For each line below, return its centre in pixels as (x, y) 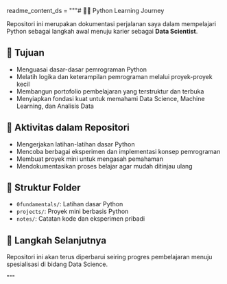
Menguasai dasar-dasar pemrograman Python (81, 69)
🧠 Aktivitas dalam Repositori (68, 128)
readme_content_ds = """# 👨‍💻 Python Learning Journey (85, 11)
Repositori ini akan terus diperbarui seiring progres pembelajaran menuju (109, 257)
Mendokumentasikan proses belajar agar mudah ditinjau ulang (104, 166)
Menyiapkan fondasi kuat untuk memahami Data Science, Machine (110, 98)
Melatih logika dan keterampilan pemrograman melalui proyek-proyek (115, 76)
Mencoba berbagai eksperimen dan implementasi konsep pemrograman (118, 151)
